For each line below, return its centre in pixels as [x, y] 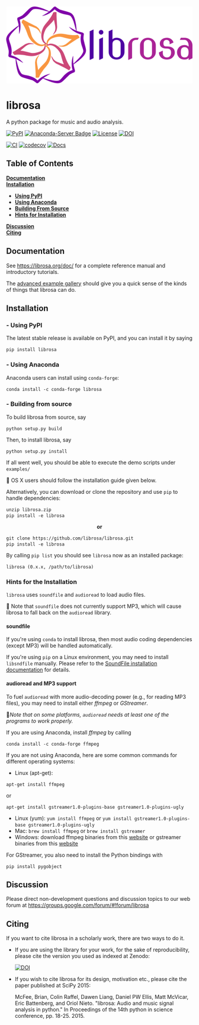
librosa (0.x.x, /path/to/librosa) [50, 567]
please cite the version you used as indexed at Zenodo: [82, 956]
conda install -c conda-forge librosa [54, 389]
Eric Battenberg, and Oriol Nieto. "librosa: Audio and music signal [94, 1003]
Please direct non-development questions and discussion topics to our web [98, 899]
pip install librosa [32, 350]
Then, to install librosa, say [39, 440]
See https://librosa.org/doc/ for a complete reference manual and [86, 266]
